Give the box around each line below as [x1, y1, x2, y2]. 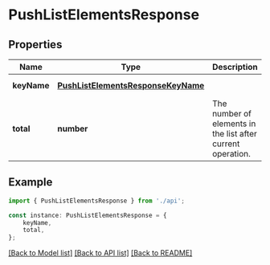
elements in [211, 118, 256, 129]
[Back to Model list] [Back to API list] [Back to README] [8, 248, 193, 258]
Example [8, 175, 53, 190]
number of [211, 108, 252, 119]
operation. [211, 149, 252, 159]
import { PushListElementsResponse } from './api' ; [8, 197, 185, 205]
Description [211, 62, 259, 72]
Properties [8, 38, 63, 51]
